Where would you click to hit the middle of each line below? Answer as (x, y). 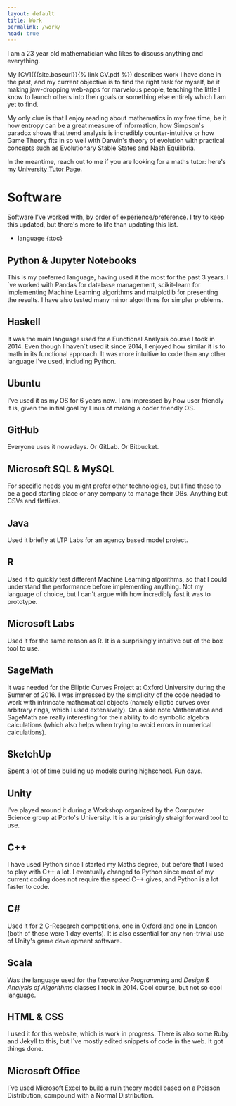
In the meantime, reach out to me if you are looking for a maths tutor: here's (117, 162)
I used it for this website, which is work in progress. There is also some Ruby (118, 1034)
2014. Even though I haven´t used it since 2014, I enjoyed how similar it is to (117, 346)
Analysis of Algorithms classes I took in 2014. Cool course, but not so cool (115, 987)
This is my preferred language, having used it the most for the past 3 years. (117, 277)
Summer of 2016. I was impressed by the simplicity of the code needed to (114, 695)
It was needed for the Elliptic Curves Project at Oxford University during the (117, 687)
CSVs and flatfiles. (34, 501)
